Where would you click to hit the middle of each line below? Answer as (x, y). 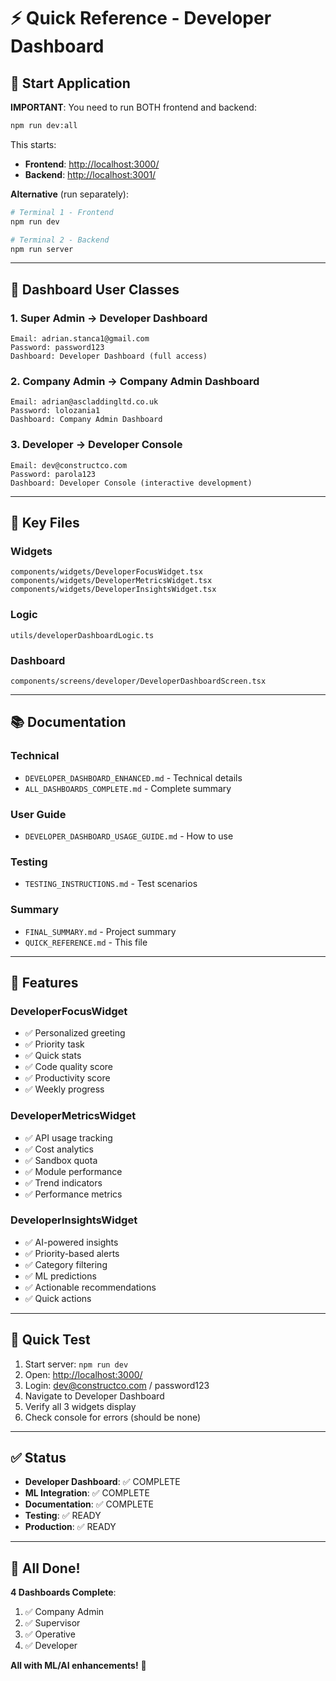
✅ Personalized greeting (75, 1033)
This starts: (33, 144)
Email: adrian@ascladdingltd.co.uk (84, 402)
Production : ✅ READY (70, 1527)
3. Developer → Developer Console (96, 445)
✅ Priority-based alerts (72, 1253)
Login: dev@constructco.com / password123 (117, 1385)
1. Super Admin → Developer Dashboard (109, 318)
